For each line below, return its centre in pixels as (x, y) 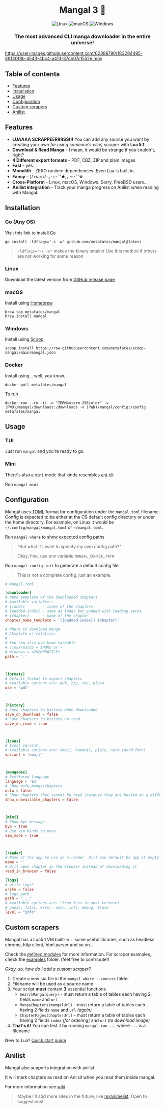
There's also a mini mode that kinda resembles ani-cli (59, 475)
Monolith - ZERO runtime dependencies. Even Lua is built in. (73, 170)
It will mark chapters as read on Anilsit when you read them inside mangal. (80, 1077)
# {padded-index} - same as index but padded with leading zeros (73, 611)
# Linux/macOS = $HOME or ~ (34, 647)
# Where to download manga (33, 629)
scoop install (20, 348)
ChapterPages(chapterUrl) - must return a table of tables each (82, 1015)
